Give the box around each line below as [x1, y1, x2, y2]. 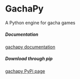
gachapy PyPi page [5, 68, 45, 74]
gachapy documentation [5, 44, 55, 50]
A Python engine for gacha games [5, 20, 76, 26]
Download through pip [5, 55, 53, 61]
